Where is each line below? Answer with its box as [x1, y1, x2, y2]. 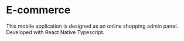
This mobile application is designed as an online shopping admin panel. [6, 23, 179, 29]
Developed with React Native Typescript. [6, 28, 105, 35]
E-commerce [6, 3, 71, 17]
